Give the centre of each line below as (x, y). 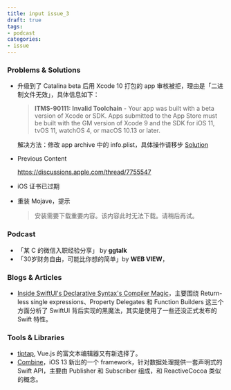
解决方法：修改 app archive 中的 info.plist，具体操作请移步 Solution (113, 145)
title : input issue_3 (38, 14)
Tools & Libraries (36, 337)
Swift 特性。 (34, 319)
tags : (15, 26)
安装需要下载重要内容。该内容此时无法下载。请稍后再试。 (116, 216)
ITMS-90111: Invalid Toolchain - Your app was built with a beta (124, 109)
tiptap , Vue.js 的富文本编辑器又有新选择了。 (79, 353)
